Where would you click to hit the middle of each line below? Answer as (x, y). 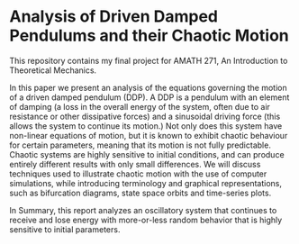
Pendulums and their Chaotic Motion (149, 36)
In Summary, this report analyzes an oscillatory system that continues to (143, 210)
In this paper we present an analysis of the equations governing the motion (148, 87)
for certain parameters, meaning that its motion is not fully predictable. (140, 145)
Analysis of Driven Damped (114, 17)
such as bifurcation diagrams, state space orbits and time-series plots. (140, 193)
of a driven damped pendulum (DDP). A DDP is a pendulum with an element (149, 97)
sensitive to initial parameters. (65, 229)
